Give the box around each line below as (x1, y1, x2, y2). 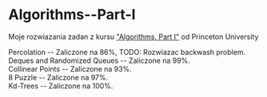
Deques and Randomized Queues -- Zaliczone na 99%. (8, 56, 190, 65)
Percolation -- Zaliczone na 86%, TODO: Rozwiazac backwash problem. (8, 47, 246, 56)
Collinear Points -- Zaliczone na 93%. (8, 64, 132, 73)
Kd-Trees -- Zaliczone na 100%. (8, 81, 114, 91)
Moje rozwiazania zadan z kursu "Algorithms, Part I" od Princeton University (8, 32, 259, 41)
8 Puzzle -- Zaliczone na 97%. (8, 72, 109, 82)
